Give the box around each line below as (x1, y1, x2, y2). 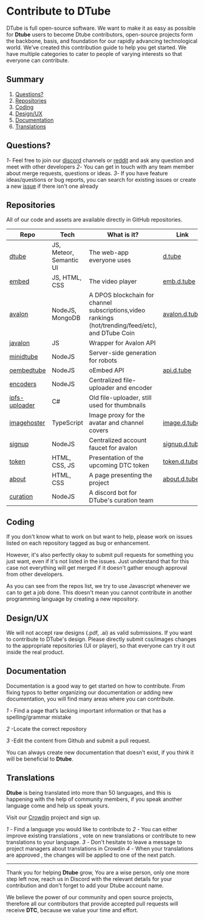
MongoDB (51, 314, 81, 322)
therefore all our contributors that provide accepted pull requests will (6, 900, 178, 907)
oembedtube (9, 366, 46, 375)
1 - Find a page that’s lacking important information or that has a (6, 707, 166, 714)
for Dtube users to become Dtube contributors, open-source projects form (6, 30, 193, 38)
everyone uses (89, 256, 132, 265)
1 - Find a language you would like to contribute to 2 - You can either (6, 825, 178, 832)
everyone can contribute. (6, 57, 70, 64)
